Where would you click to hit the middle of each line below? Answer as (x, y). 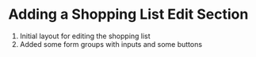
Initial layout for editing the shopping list (85, 36)
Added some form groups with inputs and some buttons (111, 44)
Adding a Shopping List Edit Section (128, 14)
